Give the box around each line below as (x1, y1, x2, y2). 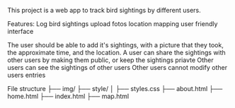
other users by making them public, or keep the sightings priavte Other (7, 56, 214, 64)
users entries (7, 71, 46, 79)
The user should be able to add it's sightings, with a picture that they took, (7, 41, 224, 49)
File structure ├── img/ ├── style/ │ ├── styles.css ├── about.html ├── (7, 85, 223, 92)
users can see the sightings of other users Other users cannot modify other (7, 64, 228, 71)
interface (7, 28, 34, 35)
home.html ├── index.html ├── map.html (7, 92, 130, 100)
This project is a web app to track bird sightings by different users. (7, 6, 202, 14)
